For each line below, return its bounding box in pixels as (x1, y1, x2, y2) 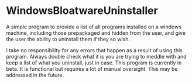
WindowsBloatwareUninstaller (6, 4, 158, 17)
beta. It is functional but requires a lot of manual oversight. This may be (6, 65, 178, 72)
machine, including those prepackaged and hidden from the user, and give (6, 29, 186, 36)
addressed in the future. (6, 71, 64, 78)
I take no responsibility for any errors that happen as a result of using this (6, 46, 183, 53)
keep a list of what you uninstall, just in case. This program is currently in (6, 59, 182, 66)
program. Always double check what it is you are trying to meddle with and (6, 53, 187, 60)
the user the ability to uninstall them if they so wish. (6, 35, 131, 42)
